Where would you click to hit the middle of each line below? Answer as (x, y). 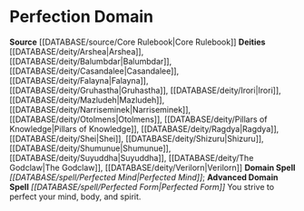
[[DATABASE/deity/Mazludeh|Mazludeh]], (87, 100)
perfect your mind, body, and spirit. (75, 196)
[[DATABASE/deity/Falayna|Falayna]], (79, 80)
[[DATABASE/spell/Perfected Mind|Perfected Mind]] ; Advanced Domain (144, 177)
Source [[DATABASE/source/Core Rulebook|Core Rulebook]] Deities (137, 42)
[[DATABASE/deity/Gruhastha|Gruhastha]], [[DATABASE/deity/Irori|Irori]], (145, 90)
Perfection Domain (82, 17)
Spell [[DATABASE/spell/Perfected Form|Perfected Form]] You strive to (142, 186)
